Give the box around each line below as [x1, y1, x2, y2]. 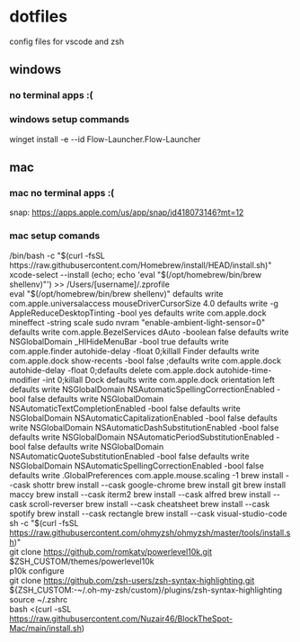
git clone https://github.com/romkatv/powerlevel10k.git [9, 546, 213, 557]
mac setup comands [9, 229, 101, 242]
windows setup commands [9, 113, 130, 126]
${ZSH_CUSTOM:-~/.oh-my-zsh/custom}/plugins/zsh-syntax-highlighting [9, 584, 283, 595]
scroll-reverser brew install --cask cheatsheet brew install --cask [29, 498, 270, 509]
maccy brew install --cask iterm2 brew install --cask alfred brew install [9, 488, 271, 500]
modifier [9, 374, 40, 385]
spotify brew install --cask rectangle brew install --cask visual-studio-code [9, 508, 287, 519]
